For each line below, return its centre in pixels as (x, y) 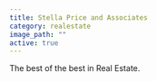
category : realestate (50, 26)
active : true (34, 43)
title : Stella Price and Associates (78, 18)
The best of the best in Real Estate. (75, 68)
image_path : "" (38, 34)
